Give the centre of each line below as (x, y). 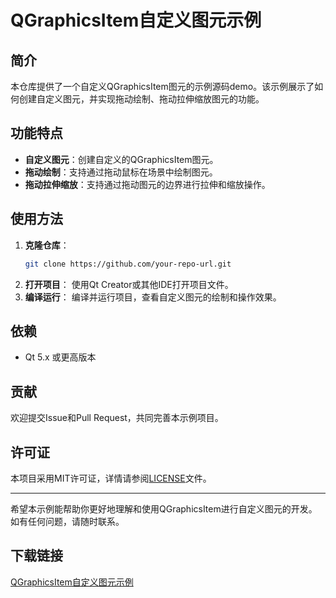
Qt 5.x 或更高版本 (60, 357)
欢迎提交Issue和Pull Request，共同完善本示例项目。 (117, 418)
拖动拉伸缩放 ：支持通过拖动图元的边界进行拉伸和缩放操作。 (147, 184)
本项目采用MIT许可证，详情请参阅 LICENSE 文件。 (111, 478)
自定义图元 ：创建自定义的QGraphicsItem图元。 (121, 159)
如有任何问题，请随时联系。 (67, 521)
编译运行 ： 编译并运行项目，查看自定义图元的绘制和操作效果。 (153, 297)
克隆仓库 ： (47, 245)
